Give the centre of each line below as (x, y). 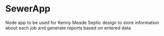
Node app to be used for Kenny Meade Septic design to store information (82, 22)
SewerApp (28, 9)
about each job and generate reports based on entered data (68, 27)
